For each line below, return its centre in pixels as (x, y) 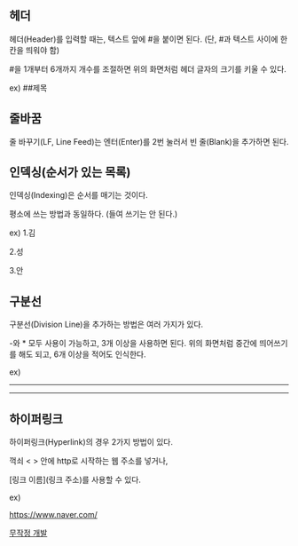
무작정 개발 (28, 533)
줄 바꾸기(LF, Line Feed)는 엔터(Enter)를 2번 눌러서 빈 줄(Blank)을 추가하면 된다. (149, 141)
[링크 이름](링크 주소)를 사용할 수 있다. (75, 480)
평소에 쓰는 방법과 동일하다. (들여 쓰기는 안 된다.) (94, 214)
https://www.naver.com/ (53, 515)
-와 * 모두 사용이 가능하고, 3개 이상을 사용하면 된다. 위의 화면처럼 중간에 (133, 344)
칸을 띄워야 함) (35, 50)
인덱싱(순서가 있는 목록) (70, 173)
